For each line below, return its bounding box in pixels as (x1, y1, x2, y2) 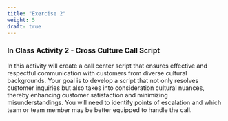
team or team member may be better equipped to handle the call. (7, 105, 192, 114)
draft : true (7, 23, 41, 30)
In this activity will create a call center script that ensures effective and (7, 62, 208, 70)
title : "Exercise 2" (7, 10, 67, 17)
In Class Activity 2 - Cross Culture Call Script (7, 46, 160, 55)
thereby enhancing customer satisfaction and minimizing (7, 91, 169, 99)
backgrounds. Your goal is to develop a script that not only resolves (7, 76, 199, 84)
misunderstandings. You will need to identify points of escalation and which (7, 98, 222, 106)
